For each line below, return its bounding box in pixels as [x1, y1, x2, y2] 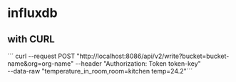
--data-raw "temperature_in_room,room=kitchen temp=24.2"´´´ [7, 67, 193, 75]
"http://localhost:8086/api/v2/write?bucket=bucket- [76, 52, 230, 60]
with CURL [7, 33, 55, 45]
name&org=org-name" [7, 59, 74, 68]
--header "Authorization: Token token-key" [75, 59, 201, 68]
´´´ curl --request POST [7, 52, 76, 60]
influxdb [7, 5, 58, 21]
